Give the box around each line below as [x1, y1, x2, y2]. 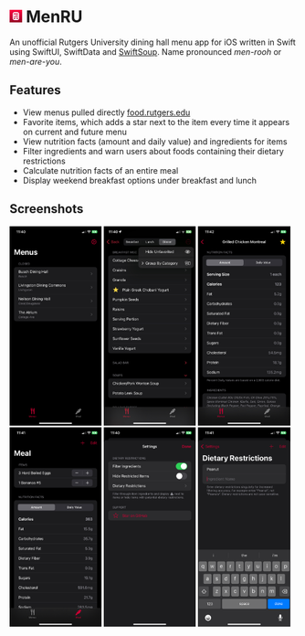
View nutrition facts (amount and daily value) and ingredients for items [22, 135, 288, 147]
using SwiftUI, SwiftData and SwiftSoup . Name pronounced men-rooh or [9, 46, 282, 57]
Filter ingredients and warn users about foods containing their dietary [22, 145, 285, 156]
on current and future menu [22, 126, 128, 137]
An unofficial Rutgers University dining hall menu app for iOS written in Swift [9, 37, 297, 48]
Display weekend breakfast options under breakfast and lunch [22, 175, 258, 185]
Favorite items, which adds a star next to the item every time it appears [22, 116, 290, 127]
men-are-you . [9, 56, 62, 67]
